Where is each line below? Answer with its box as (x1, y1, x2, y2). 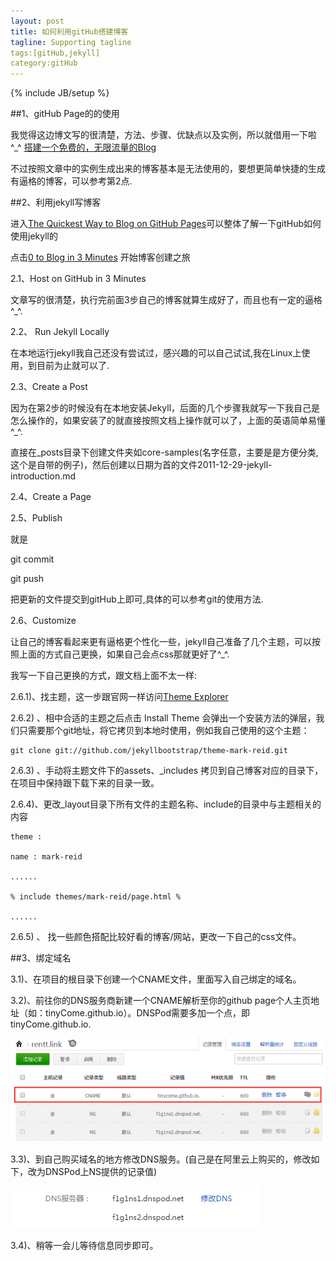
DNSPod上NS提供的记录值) (44, 1166, 158, 1178)
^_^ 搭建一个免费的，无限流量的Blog (10, 141, 157, 154)
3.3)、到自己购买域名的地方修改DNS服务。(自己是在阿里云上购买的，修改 (10, 1153, 312, 1165)
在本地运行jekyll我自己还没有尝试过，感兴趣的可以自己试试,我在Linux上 (10, 347, 302, 359)
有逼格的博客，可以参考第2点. (10, 175, 133, 187)
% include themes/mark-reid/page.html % (10, 892, 182, 902)
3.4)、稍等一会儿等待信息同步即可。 (10, 1240, 159, 1252)
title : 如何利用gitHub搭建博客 (10, 26, 129, 37)
